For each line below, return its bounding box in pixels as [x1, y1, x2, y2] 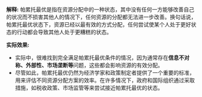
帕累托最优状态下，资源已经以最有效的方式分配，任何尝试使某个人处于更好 [6, 21, 191, 28]
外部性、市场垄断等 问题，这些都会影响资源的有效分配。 [25, 61, 163, 69]
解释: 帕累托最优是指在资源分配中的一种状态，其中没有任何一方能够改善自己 [6, 6, 195, 13]
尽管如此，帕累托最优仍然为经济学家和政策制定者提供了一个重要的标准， [14, 69, 195, 76]
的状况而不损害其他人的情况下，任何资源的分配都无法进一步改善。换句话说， [6, 13, 197, 20]
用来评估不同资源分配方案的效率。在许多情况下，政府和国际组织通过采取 [14, 77, 195, 84]
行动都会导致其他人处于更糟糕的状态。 [16, 28, 112, 36]
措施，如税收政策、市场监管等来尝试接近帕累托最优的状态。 [14, 84, 163, 91]
